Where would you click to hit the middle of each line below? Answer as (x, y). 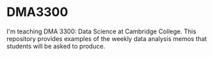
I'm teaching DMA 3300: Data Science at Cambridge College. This (101, 31)
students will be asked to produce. (56, 46)
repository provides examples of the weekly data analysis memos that (107, 38)
